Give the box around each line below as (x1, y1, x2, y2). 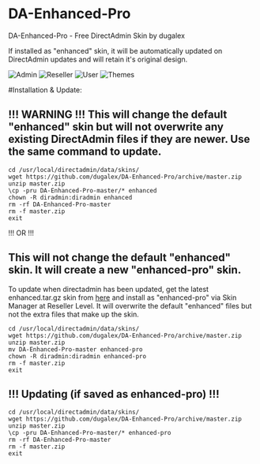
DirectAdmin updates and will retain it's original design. (8, 54, 188, 64)
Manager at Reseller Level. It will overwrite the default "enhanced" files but (8, 301, 252, 310)
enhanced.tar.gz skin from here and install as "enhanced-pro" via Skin (8, 293, 237, 302)
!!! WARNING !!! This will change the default (8, 108, 228, 122)
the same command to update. (8, 145, 162, 159)
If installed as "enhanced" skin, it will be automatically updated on (8, 46, 223, 55)
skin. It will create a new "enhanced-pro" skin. (8, 264, 242, 277)
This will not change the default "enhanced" (8, 251, 232, 264)
